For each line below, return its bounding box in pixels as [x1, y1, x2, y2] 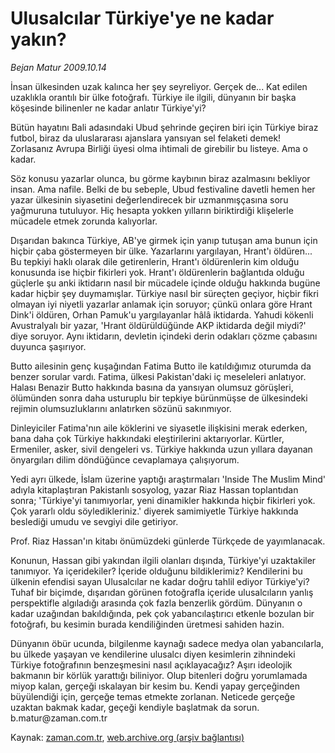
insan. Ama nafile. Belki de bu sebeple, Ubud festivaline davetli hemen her [10, 183, 316, 195]
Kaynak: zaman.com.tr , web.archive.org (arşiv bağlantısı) [10, 731, 245, 743]
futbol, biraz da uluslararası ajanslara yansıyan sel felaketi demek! [10, 132, 282, 144]
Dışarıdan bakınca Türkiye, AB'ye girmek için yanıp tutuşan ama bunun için [10, 234, 318, 246]
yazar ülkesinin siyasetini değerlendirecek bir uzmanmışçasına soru [10, 193, 289, 206]
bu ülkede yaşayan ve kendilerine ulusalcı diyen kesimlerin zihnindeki [10, 648, 296, 660]
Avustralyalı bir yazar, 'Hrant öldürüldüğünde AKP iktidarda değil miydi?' [10, 319, 307, 331]
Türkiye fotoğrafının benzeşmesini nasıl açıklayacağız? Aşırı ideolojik [10, 658, 293, 671]
